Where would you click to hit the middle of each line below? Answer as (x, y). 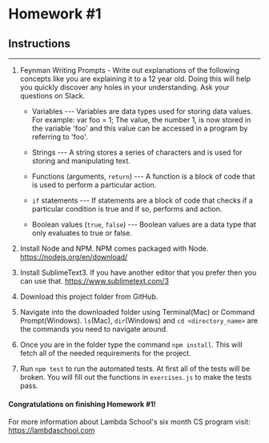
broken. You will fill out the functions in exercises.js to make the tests (136, 377)
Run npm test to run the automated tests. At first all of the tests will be (135, 368)
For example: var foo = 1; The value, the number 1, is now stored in (141, 120)
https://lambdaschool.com (52, 430)
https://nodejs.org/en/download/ (74, 257)
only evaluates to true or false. (82, 233)
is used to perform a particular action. (94, 185)
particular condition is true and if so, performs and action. (127, 209)
